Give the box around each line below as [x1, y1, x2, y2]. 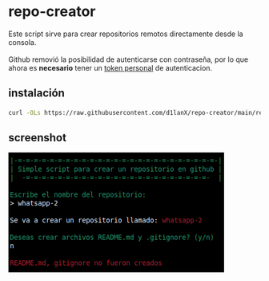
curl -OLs [8, 108, 42, 116]
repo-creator [8, 2, 96, 21]
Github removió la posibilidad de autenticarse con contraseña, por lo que [8, 55, 249, 64]
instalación [8, 87, 66, 100]
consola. [8, 37, 37, 47]
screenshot [8, 131, 66, 145]
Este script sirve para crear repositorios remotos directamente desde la [8, 29, 243, 39]
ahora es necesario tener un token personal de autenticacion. [8, 63, 213, 72]
